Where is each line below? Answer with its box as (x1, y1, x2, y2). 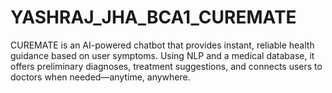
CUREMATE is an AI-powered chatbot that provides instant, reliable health (10, 39, 315, 51)
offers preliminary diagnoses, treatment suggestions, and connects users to (10, 60, 323, 72)
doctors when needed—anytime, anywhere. (10, 71, 191, 83)
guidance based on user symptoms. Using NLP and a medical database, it (10, 49, 315, 61)
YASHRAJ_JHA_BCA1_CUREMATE (10, 6, 297, 29)
